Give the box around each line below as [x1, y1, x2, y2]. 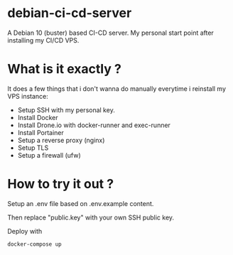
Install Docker [17, 113, 58, 121]
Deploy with [7, 227, 43, 235]
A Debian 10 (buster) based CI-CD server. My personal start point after [7, 28, 215, 37]
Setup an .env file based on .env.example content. [7, 199, 154, 207]
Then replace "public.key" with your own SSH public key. [7, 213, 175, 222]
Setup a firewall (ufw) [17, 151, 81, 159]
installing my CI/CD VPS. [7, 36, 80, 44]
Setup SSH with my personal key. [17, 105, 115, 114]
